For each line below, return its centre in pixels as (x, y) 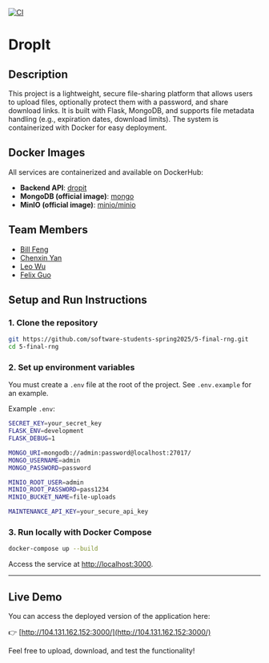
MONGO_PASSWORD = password (50, 468)
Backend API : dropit (53, 188)
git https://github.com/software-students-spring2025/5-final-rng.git (128, 340)
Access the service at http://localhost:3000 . (81, 564)
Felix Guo (36, 275)
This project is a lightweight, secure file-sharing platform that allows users (131, 93)
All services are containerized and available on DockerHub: (106, 172)
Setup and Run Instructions (78, 300)
